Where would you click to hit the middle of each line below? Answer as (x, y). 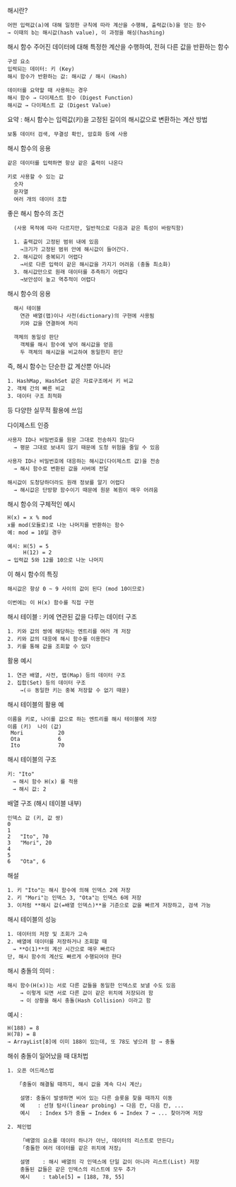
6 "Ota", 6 (26, 862)
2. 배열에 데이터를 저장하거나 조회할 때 (57, 942)
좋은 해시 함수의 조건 (36, 213)
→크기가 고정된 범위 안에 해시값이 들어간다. (75, 250)
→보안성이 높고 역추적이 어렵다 (58, 279)
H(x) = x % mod (30, 518)
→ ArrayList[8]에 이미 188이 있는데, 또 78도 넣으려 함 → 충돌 (91, 1042)
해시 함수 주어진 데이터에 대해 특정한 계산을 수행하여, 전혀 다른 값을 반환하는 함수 (118, 47)
